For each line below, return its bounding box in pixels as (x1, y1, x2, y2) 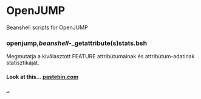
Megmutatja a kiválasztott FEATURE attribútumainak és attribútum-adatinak (6, 53, 195, 60)
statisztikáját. (6, 59, 39, 67)
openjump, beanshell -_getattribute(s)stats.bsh (6, 39, 148, 47)
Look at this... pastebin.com (6, 73, 79, 80)
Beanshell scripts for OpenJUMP (6, 24, 88, 31)
